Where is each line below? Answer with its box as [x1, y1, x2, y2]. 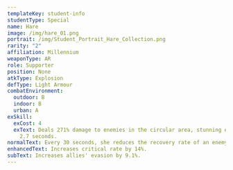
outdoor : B [13, 94, 45, 101]
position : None [7, 68, 51, 75]
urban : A [13, 107, 39, 114]
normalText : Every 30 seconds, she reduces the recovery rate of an [7, 139, 209, 146]
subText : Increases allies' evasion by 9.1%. [7, 152, 141, 160]
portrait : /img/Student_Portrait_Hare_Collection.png [7, 36, 166, 43]
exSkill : [7, 113, 33, 120]
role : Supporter [7, 62, 54, 69]
